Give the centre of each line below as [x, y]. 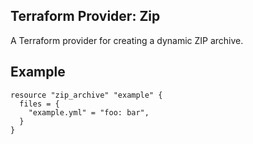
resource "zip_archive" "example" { [86, 95]
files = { [39, 104]
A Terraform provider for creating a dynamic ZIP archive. [127, 40]
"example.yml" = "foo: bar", [89, 112]
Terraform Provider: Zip [85, 16]
